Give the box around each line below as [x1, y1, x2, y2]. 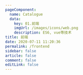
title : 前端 [5, 35, 28, 40]
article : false [5, 53, 37, 58]
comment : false [5, 58, 37, 63]
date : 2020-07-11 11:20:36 [5, 39, 61, 44]
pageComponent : [5, 7, 37, 12]
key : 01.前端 [14, 21, 40, 26]
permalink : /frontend [5, 44, 50, 49]
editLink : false [5, 62, 39, 67]
